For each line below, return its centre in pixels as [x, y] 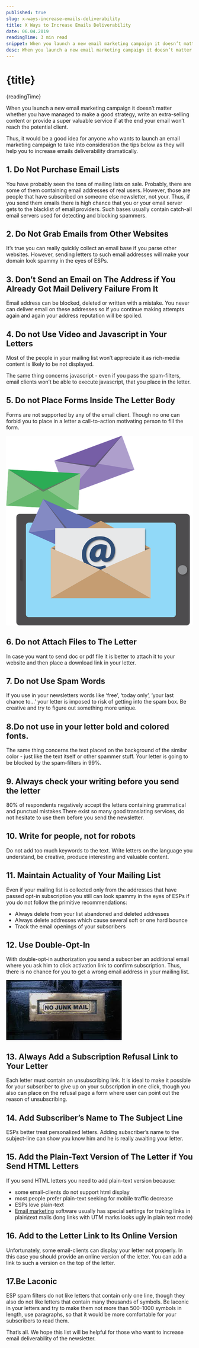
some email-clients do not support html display [72, 1192]
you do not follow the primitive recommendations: [67, 902]
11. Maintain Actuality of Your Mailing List [84, 875]
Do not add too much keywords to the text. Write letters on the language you [99, 850]
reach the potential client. [37, 127]
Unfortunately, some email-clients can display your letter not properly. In [94, 1250]
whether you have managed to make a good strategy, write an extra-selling [98, 114]
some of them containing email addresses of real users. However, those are [98, 190]
